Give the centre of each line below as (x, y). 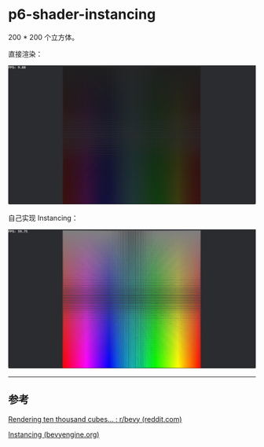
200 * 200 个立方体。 (44, 37)
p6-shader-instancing (82, 15)
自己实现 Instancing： (43, 218)
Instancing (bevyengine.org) (54, 434)
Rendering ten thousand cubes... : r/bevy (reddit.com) (95, 419)
